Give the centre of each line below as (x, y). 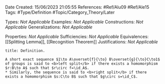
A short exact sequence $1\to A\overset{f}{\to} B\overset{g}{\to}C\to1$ (83, 59)
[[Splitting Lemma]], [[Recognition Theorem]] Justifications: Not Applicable (82, 42)
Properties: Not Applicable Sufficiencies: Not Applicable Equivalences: (77, 37)
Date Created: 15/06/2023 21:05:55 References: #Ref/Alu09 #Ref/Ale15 (77, 7)
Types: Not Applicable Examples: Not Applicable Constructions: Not (74, 22)
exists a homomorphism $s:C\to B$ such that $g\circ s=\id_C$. (72, 77)
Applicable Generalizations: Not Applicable (49, 27)
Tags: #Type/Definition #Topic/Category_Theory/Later (60, 12)
